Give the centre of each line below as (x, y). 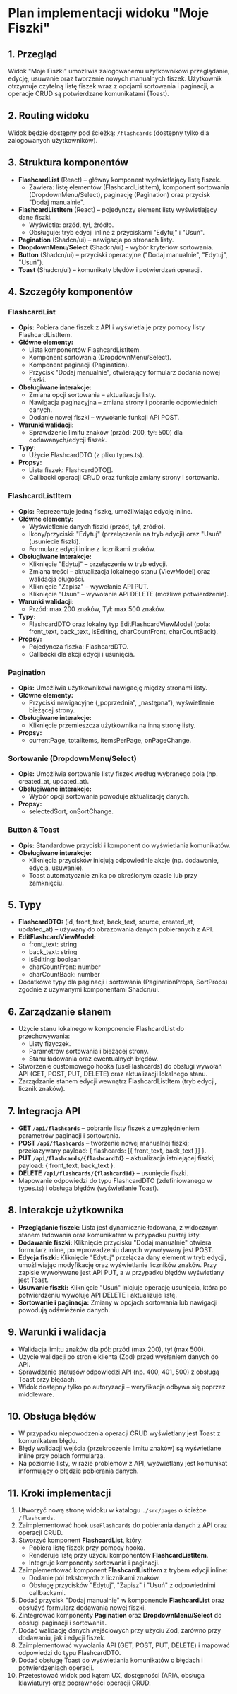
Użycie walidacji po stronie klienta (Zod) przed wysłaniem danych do (118, 1357)
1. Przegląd (33, 54)
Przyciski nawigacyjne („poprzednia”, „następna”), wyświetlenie (121, 702)
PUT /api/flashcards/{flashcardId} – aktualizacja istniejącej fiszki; (117, 1158)
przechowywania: (44, 1036)
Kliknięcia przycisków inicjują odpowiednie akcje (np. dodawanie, (124, 860)
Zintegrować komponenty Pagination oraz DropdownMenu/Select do (120, 1616)
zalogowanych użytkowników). (53, 140)
